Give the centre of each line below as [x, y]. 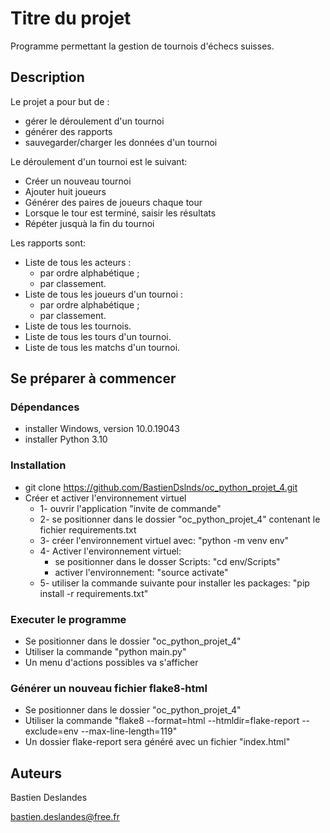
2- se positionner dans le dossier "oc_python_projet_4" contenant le [180, 519]
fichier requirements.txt [88, 529]
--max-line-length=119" [129, 731]
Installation [38, 465]
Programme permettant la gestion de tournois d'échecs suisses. [142, 46]
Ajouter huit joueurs [65, 191]
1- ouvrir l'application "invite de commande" [130, 508]
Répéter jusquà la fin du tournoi [89, 223]
